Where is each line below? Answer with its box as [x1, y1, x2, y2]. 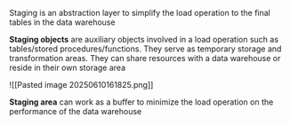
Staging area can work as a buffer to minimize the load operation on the [9, 97, 274, 107]
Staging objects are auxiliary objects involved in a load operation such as [9, 35, 278, 44]
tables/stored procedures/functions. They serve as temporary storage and [9, 43, 282, 54]
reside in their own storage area [9, 62, 126, 73]
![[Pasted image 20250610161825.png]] [9, 80, 154, 90]
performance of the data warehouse [9, 106, 142, 116]
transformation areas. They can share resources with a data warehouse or [9, 53, 281, 63]
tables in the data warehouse [9, 17, 116, 27]
